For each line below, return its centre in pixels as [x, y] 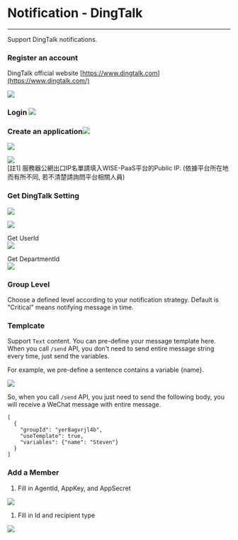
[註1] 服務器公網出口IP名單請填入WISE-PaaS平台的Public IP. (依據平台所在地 [118, 168]
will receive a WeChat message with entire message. [84, 404]
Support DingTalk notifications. [52, 39]
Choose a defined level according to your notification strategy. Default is [113, 300]
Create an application [45, 131]
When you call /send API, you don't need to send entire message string [111, 348]
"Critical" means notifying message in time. [71, 307]
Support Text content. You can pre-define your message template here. [112, 341]
